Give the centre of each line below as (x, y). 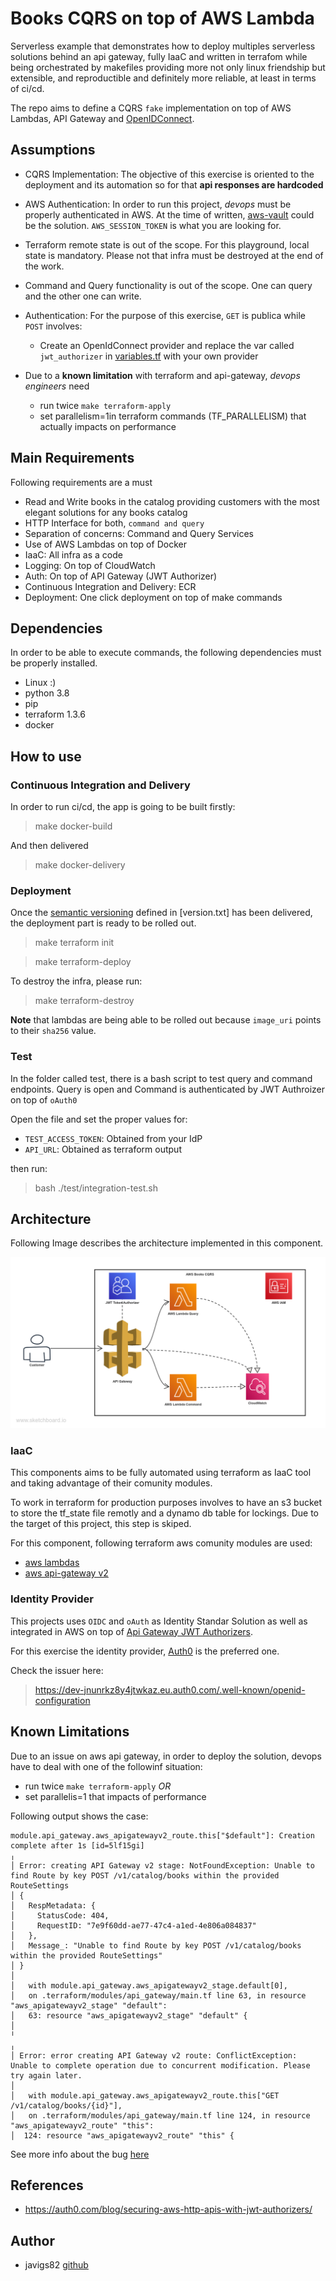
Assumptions (53, 150)
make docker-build (73, 826)
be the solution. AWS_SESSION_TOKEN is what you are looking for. (153, 225)
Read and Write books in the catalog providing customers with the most (172, 501)
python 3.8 (47, 693)
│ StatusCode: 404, (60, 1915)
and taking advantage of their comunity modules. (111, 1483)
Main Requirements (72, 458)
